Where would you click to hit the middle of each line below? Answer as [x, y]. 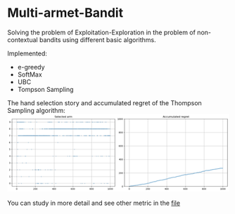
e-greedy [31, 67]
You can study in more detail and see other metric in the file [94, 203]
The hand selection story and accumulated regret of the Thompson [104, 102]
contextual [23, 39]
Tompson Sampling [45, 89]
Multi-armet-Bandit [65, 13]
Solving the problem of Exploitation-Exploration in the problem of [101, 32]
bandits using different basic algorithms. [97, 39]
